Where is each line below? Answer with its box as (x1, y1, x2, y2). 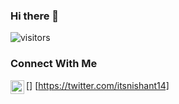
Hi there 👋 (10, 9, 60, 23)
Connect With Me (10, 57, 98, 71)
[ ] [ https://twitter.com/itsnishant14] (26, 79, 170, 91)
